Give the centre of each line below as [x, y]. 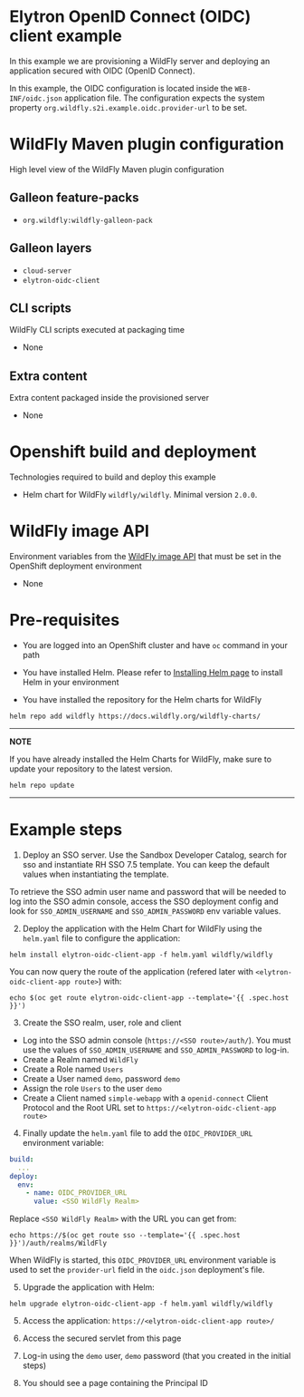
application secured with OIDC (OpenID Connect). [102, 71]
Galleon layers [51, 248]
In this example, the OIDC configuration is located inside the [121, 88]
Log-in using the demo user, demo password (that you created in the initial [157, 1356]
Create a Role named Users [73, 1069]
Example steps [66, 830]
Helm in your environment [71, 682]
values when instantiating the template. [95, 874]
